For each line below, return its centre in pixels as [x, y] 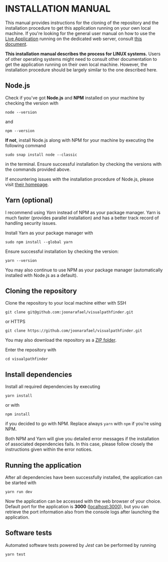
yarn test [16, 554]
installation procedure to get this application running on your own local [78, 28]
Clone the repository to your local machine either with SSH [66, 303]
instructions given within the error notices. [49, 449]
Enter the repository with [31, 350]
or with [13, 405]
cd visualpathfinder [27, 359]
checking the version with [32, 103]
